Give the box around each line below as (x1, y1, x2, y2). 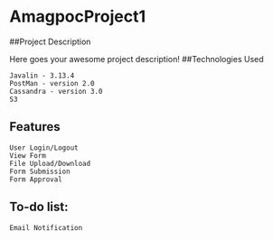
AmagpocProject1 (9, 6, 146, 27)
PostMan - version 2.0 (9, 78, 95, 88)
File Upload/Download (9, 159, 91, 168)
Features (9, 119, 61, 134)
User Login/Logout (9, 143, 79, 152)
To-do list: (9, 199, 70, 215)
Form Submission (9, 167, 71, 176)
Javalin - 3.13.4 (9, 70, 75, 80)
